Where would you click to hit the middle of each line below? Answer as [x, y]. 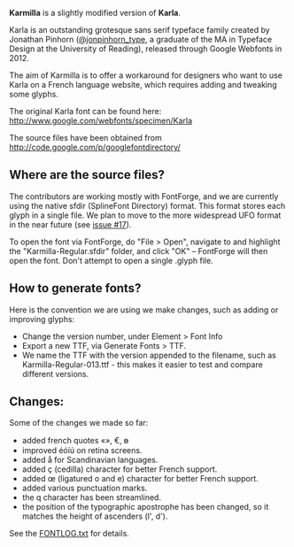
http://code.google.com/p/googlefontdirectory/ [95, 147]
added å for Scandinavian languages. [90, 460]
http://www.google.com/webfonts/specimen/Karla [101, 120]
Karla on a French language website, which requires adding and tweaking [143, 85]
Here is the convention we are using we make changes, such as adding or [144, 310]
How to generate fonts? [75, 288]
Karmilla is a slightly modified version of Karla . [95, 13]
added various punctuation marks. [85, 488]
